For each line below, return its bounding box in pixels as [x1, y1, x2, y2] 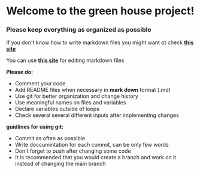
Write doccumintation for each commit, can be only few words [14, 141, 169, 149]
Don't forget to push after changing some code [14, 147, 131, 155]
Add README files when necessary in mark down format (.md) [14, 86, 171, 94]
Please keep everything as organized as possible [6, 26, 151, 34]
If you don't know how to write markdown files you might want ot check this [6, 39, 194, 46]
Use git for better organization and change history [14, 92, 139, 100]
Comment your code [14, 80, 66, 87]
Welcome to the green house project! [6, 4, 195, 18]
